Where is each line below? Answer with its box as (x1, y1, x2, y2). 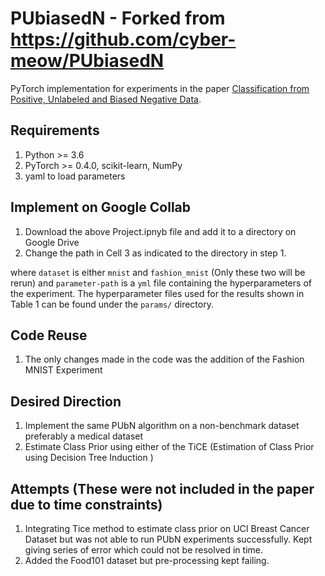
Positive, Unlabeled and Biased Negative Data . (10, 93, 202, 105)
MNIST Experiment (24, 364, 103, 376)
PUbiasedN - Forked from (10, 7, 226, 30)
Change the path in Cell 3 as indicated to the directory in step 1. (24, 247, 287, 259)
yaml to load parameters (24, 170, 126, 182)
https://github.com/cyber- (10, 28, 237, 51)
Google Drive (24, 236, 80, 248)
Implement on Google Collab (10, 199, 192, 216)
